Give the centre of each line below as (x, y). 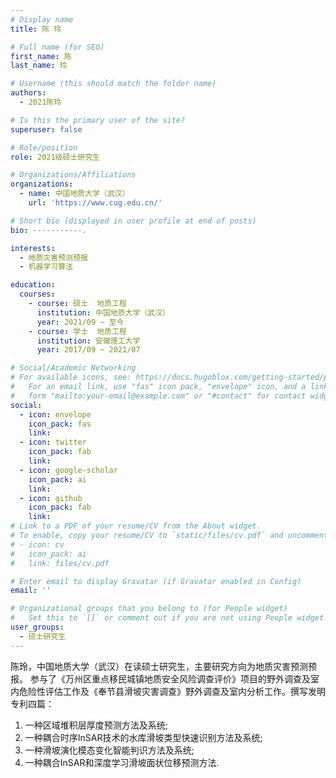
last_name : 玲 (39, 66)
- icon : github (51, 498)
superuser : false (46, 129)
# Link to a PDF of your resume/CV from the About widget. (136, 526)
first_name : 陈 (41, 56)
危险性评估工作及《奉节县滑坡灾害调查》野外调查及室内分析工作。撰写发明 (172, 691)
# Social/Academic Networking (73, 368)
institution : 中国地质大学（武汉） (103, 312)
